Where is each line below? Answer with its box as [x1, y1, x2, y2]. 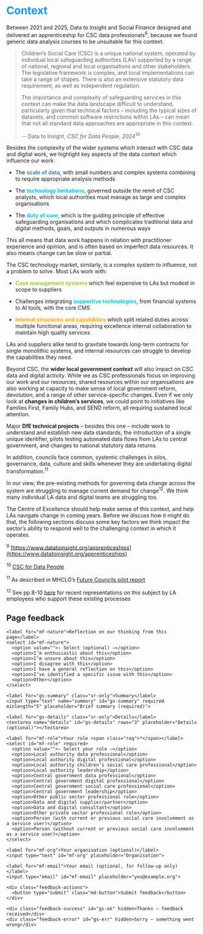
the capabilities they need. [6, 354, 73, 361]
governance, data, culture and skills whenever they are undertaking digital [6, 460, 193, 467]
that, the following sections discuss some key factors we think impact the [6, 518, 190, 525]
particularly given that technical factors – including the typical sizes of [21, 106, 197, 114]
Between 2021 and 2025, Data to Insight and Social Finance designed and [6, 24, 191, 31]
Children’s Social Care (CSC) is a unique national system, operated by [21, 49, 196, 57]
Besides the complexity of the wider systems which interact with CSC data [6, 144, 193, 152]
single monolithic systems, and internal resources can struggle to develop [6, 347, 191, 355]
